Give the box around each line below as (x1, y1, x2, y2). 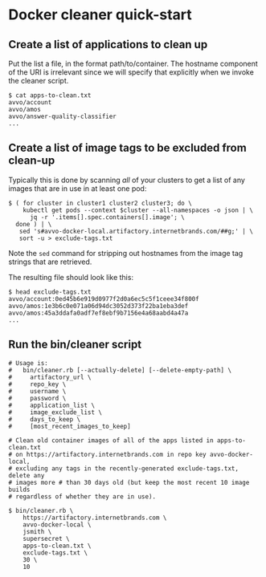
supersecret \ (23, 534, 70, 542)
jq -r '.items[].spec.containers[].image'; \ (29, 213, 185, 221)
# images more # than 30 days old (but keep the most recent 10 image (8, 478, 250, 486)
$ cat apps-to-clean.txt (8, 91, 92, 100)
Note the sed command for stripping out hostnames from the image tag (8, 248, 243, 258)
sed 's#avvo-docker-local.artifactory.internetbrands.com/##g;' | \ (18, 227, 253, 235)
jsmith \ (23, 527, 52, 535)
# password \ (8, 394, 67, 402)
